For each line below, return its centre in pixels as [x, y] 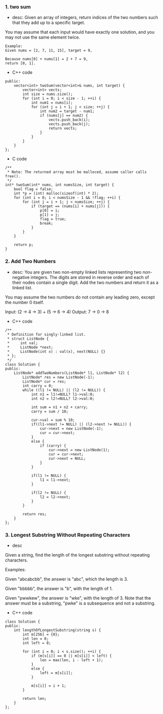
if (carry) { [53, 446]
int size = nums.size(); [48, 94]
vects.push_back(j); [69, 124]
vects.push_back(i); [69, 120]
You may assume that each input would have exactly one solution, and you [80, 32]
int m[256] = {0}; [41, 634]
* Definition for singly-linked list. [46, 334]
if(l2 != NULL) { [49, 493]
